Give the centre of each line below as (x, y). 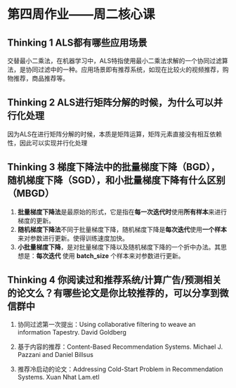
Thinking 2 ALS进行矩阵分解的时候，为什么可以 (111, 103)
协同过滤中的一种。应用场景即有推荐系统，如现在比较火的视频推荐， (124, 70)
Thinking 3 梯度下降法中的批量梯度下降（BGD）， (113, 167)
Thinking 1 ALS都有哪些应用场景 (77, 43)
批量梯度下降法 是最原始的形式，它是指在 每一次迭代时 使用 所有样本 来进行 (122, 212)
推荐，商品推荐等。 (41, 78)
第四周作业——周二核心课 (81, 14)
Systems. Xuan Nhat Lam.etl (58, 377)
